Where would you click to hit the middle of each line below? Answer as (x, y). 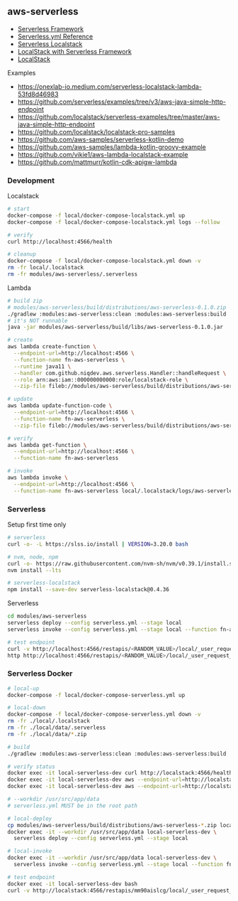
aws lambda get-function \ (47, 445)
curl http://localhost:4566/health (60, 242)
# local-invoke (30, 851)
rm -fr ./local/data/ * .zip (47, 734)
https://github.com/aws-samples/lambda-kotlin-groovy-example (112, 147)
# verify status (31, 767)
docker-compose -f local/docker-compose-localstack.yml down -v (104, 261)
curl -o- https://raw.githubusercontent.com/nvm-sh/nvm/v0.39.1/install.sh (121, 563)
